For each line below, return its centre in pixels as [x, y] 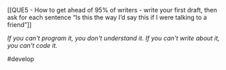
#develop [21, 59]
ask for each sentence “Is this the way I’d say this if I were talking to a [107, 17]
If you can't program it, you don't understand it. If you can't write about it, [113, 38]
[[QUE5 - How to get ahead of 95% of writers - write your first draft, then [112, 10]
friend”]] [20, 25]
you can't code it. [32, 45]
